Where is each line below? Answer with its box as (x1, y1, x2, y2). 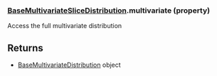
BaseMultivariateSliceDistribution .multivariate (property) (7, 6, 211, 15)
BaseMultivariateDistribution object (17, 61, 121, 69)
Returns (7, 42, 44, 54)
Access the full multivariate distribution (7, 22, 122, 30)
